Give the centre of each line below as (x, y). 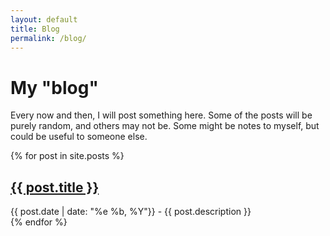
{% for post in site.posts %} (67, 156)
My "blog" (54, 87)
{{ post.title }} (55, 187)
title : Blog (35, 29)
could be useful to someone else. (79, 137)
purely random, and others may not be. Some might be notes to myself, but (165, 126)
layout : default (44, 19)
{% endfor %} (39, 222)
